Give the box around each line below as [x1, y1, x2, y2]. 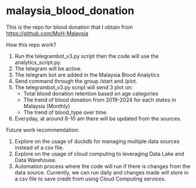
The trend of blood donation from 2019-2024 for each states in [23, 96, 177, 103]
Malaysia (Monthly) [23, 102, 71, 109]
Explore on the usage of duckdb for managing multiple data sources [14, 137, 180, 145]
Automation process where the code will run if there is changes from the [14, 163, 191, 170]
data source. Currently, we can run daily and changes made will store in [14, 169, 189, 176]
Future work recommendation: [6, 126, 79, 133]
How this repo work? [6, 41, 57, 48]
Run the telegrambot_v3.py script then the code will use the [14, 52, 159, 59]
